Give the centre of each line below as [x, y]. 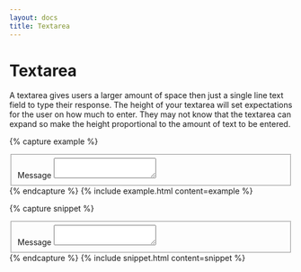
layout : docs [34, 18]
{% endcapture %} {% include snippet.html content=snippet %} [127, 258]
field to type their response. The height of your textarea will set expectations [151, 105]
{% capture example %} [54, 141]
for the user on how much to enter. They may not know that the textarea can [150, 114]
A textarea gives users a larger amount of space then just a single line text [146, 95]
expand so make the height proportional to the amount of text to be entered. [150, 124]
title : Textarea [40, 26]
